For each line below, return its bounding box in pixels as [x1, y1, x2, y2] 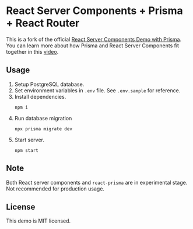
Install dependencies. [14, 93, 66, 100]
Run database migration [14, 114, 72, 122]
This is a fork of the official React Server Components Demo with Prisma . [6, 36, 182, 43]
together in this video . [6, 48, 59, 55]
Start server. [14, 136, 45, 143]
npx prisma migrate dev [14, 126, 73, 132]
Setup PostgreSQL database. [14, 81, 85, 88]
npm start [14, 147, 39, 153]
